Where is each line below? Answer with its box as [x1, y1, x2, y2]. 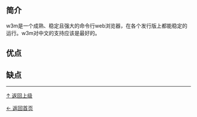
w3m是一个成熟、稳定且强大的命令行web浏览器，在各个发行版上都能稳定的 [6, 22, 188, 29]
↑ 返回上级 [6, 92, 33, 99]
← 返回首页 [6, 105, 33, 112]
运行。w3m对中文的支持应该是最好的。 [6, 29, 101, 36]
